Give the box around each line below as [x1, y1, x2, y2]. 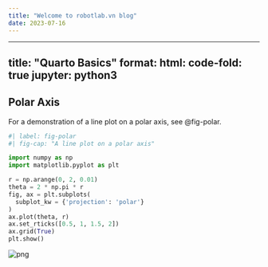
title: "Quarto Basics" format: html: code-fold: [8, 56, 242, 69]
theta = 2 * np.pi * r [8, 183, 84, 191]
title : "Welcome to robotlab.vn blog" [8, 11, 137, 20]
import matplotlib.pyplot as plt [8, 161, 120, 170]
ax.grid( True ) [8, 228, 56, 236]
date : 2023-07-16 [8, 19, 66, 27]
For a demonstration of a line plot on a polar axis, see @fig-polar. [8, 116, 222, 126]
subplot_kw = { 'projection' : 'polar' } [15, 198, 145, 206]
